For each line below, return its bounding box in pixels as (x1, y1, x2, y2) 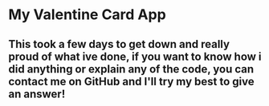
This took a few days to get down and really (8, 37, 230, 51)
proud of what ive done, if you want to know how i (8, 49, 262, 63)
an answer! (8, 87, 66, 100)
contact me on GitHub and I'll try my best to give (8, 74, 255, 88)
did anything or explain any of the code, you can (8, 62, 255, 76)
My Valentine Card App (8, 6, 166, 24)
